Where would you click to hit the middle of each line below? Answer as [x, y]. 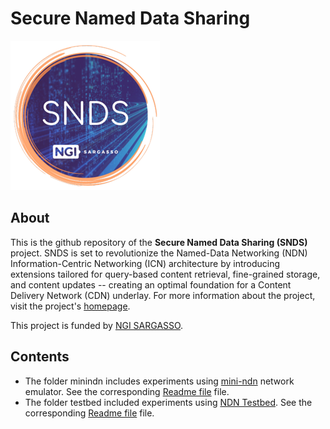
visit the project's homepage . [70, 306]
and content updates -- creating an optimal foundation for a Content [151, 284]
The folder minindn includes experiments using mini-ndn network [159, 381]
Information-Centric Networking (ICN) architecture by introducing [145, 263]
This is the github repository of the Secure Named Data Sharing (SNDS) [159, 242]
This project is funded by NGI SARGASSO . [97, 325]
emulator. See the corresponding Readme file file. [127, 391]
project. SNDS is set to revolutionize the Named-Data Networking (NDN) [159, 253]
